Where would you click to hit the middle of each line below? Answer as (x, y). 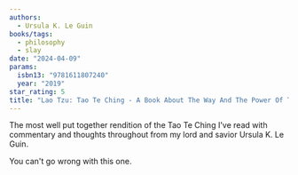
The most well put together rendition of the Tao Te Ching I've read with (138, 125)
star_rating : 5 (37, 91)
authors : (25, 17)
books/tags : (31, 34)
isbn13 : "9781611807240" (63, 76)
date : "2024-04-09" (45, 59)
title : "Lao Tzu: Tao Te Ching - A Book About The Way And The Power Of (146, 100)
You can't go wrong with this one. (71, 162)
